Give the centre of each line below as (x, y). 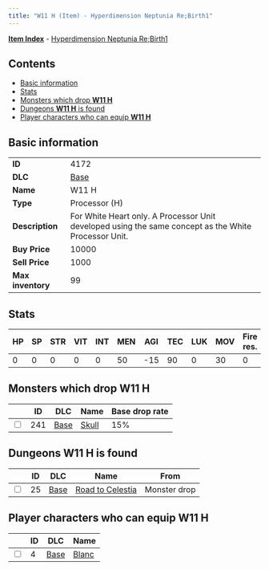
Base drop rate (140, 411)
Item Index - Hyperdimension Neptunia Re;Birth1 (88, 39)
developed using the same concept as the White (161, 226)
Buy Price (31, 250)
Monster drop (170, 489)
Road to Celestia (106, 489)
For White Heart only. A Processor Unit (143, 216)
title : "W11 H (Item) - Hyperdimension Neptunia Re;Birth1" (111, 16)
